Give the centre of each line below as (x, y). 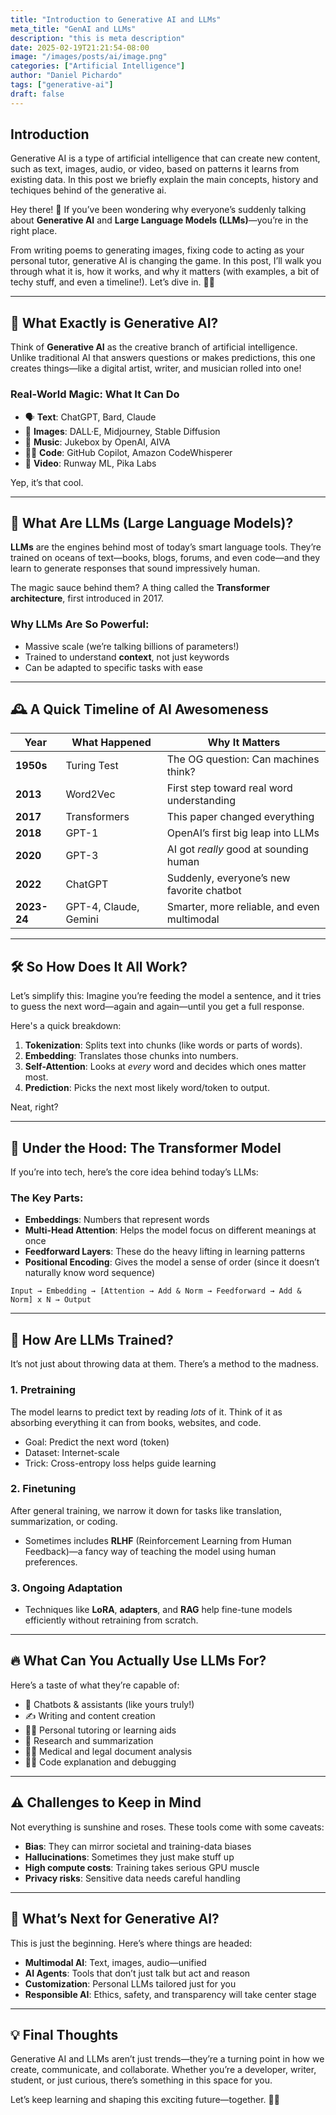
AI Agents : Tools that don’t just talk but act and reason (137, 1973)
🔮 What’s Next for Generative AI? (115, 1919)
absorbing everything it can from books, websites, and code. (136, 1422)
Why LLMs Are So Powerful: (80, 624)
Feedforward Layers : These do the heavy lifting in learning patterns (165, 1252)
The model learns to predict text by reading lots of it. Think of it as (146, 1412)
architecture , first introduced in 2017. (87, 598)
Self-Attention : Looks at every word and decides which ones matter (165, 1067)
